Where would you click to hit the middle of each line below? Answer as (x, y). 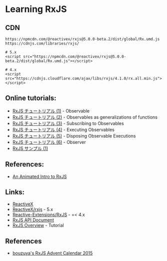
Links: (15, 192)
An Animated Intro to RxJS (39, 176)
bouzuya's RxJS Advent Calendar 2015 (52, 253)
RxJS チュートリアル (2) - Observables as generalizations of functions (85, 117)
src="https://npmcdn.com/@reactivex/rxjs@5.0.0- (75, 56)
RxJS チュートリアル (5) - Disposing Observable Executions (74, 135)
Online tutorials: (31, 98)
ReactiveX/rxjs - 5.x (33, 209)
